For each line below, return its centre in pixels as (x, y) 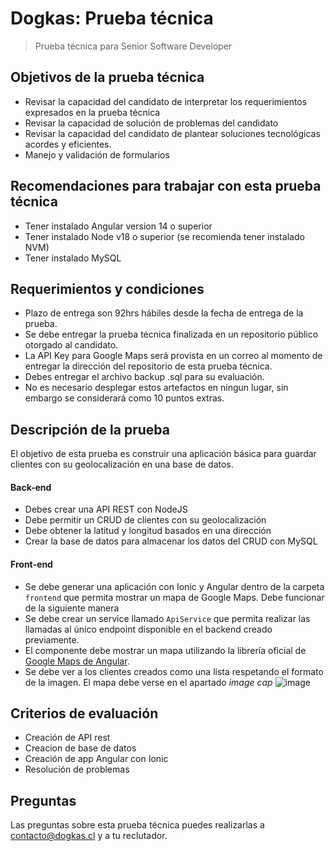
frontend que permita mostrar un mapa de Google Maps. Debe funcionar (174, 597)
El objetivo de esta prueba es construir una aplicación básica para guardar (163, 454)
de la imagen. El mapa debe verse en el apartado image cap (148, 682)
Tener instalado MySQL (73, 258)
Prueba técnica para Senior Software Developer (133, 46)
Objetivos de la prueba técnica (107, 77)
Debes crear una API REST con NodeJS (106, 509)
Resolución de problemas (77, 769)
